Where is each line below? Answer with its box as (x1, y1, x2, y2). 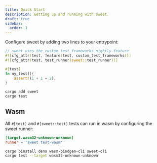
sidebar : (5, 21, 23, 26)
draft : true (5, 16, 30, 21)
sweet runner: (5, 126, 34, 131)
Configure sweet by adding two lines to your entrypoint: (5, 39, 118, 45)
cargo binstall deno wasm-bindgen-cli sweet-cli (5, 149, 107, 154)
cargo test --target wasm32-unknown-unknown (5, 153, 98, 158)
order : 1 (9, 26, 28, 31)
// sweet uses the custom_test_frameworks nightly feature (5, 49, 129, 54)
